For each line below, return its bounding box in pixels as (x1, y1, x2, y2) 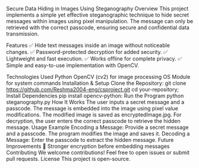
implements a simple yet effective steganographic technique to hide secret (6, 11, 189, 18)
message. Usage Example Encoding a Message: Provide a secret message (6, 124, 189, 131)
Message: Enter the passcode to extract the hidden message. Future (6, 137, 174, 143)
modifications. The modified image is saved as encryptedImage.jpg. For (6, 111, 182, 118)
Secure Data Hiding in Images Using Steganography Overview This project (6, 5, 189, 12)
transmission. (6, 30, 39, 37)
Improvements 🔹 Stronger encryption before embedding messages (6, 142, 170, 150)
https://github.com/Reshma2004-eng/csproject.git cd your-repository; (6, 86, 179, 93)
